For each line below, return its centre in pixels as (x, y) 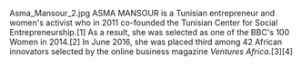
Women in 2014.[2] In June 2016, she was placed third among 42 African (146, 42)
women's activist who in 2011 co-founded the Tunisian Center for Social (144, 23)
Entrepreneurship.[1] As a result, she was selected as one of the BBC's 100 (150, 32)
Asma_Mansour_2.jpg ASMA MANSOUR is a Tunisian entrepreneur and (142, 13)
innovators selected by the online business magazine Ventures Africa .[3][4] (151, 52)
